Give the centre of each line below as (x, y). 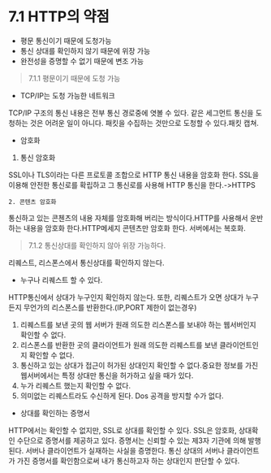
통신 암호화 (38, 157)
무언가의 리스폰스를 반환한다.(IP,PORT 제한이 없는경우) (110, 307)
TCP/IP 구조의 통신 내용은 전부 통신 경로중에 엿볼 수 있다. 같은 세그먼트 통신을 (131, 113)
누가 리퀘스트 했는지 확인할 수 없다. (75, 385)
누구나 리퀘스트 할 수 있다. (61, 280)
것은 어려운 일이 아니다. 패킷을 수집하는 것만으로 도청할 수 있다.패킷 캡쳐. (144, 123)
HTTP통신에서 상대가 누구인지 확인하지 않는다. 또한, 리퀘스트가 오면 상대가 (126, 297)
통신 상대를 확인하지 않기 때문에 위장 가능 (85, 50)
